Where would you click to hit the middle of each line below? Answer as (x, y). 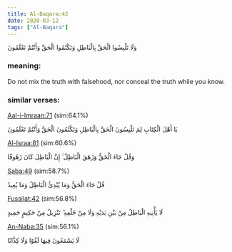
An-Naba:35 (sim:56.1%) (44, 226)
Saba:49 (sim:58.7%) (39, 171)
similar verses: (34, 100)
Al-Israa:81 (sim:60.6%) (42, 142)
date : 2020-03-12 (33, 21)
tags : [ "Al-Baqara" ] (38, 27)
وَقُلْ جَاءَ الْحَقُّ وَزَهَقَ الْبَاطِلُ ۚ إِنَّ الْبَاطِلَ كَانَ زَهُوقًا (71, 157)
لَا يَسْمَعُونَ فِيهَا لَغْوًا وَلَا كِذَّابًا (44, 240)
